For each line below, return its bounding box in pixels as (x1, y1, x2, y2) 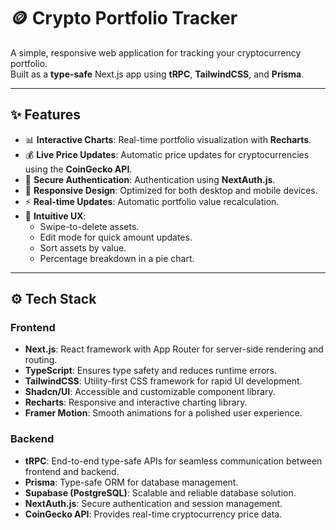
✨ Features (10, 106, 81, 124)
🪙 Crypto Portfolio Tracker (10, 7, 238, 30)
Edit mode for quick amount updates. (39, 231, 193, 243)
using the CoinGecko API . (24, 163, 133, 175)
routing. (24, 354, 58, 366)
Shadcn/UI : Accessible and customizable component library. (24, 386, 276, 398)
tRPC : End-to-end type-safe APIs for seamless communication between (24, 455, 323, 467)
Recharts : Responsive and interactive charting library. (24, 396, 248, 409)
